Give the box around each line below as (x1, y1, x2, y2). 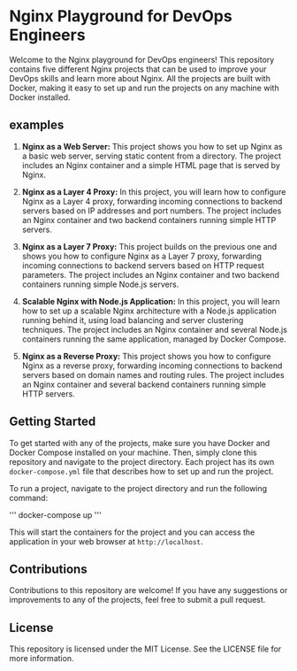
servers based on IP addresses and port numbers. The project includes (21, 205, 282, 216)
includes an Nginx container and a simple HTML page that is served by (21, 159, 281, 170)
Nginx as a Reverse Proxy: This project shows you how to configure (21, 351, 271, 361)
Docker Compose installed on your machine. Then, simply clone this (9, 447, 258, 458)
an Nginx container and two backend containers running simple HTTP (21, 214, 277, 225)
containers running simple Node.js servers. (21, 279, 179, 289)
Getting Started (9, 414, 96, 429)
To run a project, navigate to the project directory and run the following (9, 482, 268, 493)
